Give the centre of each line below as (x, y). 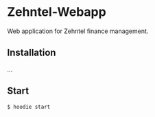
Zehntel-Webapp (57, 12)
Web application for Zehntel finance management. (78, 31)
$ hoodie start (29, 107)
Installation (32, 53)
